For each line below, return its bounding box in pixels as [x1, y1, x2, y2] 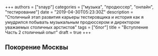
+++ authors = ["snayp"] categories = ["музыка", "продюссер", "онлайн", [5, 4, 154, 10]
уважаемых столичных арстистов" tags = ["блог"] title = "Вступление [5, 24, 148, 30]
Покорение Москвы [5, 43, 69, 52]
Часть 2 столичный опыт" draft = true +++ [5, 30, 91, 35]
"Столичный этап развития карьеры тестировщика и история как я [5, 14, 144, 20]
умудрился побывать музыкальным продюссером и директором [5, 19, 140, 25]
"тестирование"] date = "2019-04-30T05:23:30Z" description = [5, 9, 134, 15]
